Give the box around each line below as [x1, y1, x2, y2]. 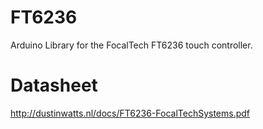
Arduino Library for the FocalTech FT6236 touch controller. [10, 39, 253, 51]
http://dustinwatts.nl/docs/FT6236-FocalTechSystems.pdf [10, 107, 251, 119]
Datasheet [10, 74, 98, 97]
